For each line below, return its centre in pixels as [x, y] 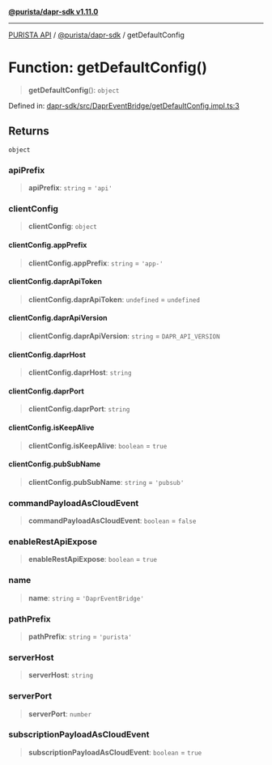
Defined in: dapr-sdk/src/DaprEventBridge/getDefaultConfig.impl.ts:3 [124, 105]
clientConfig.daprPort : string [79, 409]
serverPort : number [59, 714]
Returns [29, 132]
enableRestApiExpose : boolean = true [93, 559]
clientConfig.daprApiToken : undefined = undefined [114, 300]
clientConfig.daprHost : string [80, 372]
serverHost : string [61, 675]
